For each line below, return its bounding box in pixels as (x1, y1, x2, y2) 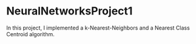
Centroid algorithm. (6, 30, 55, 37)
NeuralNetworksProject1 (6, 4, 133, 18)
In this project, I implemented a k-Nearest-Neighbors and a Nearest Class (6, 24, 190, 31)
